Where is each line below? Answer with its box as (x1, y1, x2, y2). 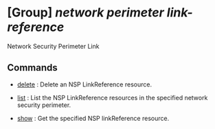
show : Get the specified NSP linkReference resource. (16, 114, 170, 122)
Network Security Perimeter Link (7, 42, 100, 50)
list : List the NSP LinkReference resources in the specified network (16, 93, 208, 102)
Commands (7, 62, 58, 73)
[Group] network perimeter (7, 5, 165, 21)
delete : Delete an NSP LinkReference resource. (16, 80, 152, 89)
